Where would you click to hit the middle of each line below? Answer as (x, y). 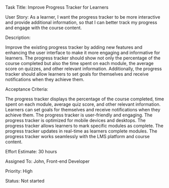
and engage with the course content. (44, 28)
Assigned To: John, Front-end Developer (47, 161)
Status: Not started (25, 181)
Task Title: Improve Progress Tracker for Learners (57, 7)
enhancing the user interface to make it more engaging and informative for (83, 53)
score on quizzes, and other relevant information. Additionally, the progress (84, 69)
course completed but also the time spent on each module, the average (79, 63)
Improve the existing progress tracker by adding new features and (74, 47)
